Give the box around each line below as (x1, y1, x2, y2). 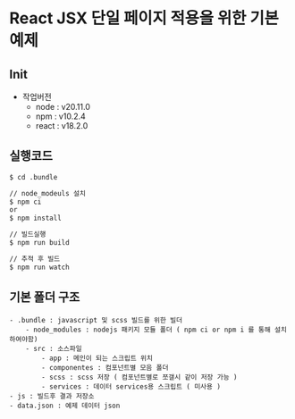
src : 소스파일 (32, 344, 82, 353)
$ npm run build (9, 239, 70, 247)
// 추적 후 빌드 (9, 254, 61, 264)
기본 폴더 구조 (9, 289, 80, 305)
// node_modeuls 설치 (9, 189, 87, 197)
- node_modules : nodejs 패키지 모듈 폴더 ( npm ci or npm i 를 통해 (25, 325, 271, 334)
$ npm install (9, 214, 63, 223)
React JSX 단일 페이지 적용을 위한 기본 (9, 8, 279, 29)
